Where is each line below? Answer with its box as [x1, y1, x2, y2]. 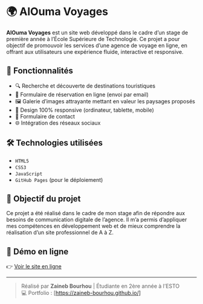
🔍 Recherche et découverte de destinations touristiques [14, 82, 156, 89]
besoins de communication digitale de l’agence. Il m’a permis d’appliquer [6, 216, 187, 224]
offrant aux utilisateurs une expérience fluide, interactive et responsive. [6, 48, 184, 55]
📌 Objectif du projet [6, 193, 81, 204]
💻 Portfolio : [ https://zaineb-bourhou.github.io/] [21, 289, 141, 297]
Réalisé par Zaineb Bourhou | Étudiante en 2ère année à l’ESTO [21, 282, 180, 290]
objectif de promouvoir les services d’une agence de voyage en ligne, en [6, 42, 188, 49]
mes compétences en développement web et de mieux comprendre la [6, 222, 181, 230]
